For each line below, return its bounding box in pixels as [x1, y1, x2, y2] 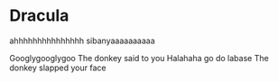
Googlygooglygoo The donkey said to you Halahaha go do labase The [9, 52, 269, 63]
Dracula [9, 5, 69, 26]
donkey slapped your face [9, 62, 107, 73]
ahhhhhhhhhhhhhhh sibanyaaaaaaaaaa [9, 35, 155, 46]
